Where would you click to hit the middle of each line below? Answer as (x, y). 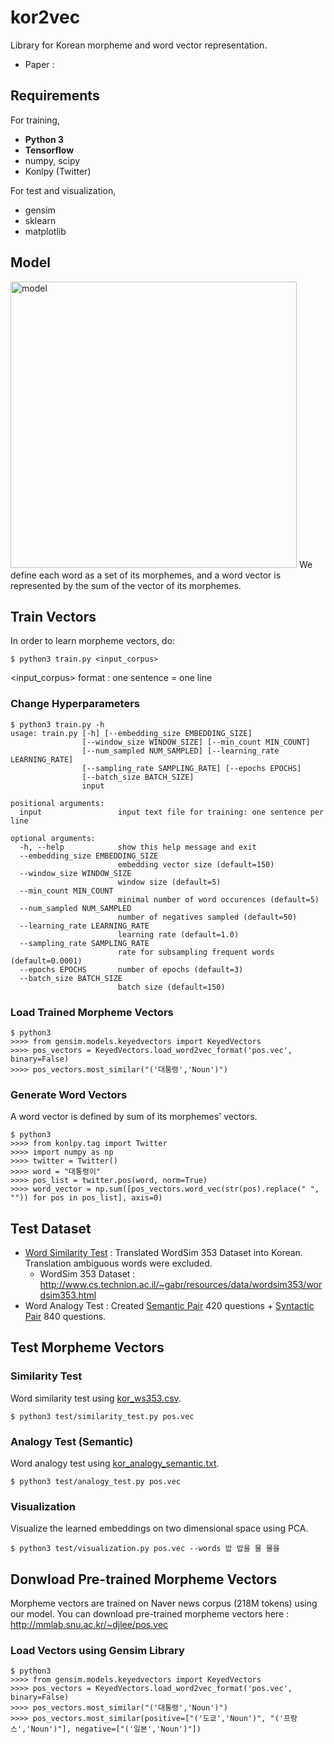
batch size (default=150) (171, 987)
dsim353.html (68, 1295)
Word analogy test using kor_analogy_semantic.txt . (115, 1463)
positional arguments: (57, 803)
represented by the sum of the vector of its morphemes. (126, 585)
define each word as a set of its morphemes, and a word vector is (146, 575)
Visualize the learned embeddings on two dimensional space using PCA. (159, 1528)
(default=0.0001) (46, 961)
